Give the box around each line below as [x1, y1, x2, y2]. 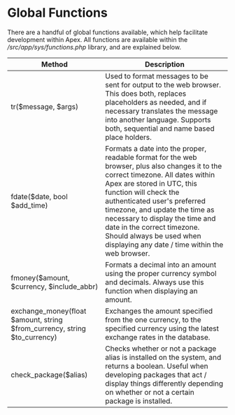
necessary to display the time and [104, 213, 216, 223]
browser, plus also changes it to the [104, 161, 222, 170]
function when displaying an [104, 286, 198, 296]
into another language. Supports [104, 115, 211, 124]
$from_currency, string [10, 323, 86, 333]
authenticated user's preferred [104, 196, 206, 205]
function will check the [104, 187, 180, 197]
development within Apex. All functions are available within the [7, 35, 188, 43]
